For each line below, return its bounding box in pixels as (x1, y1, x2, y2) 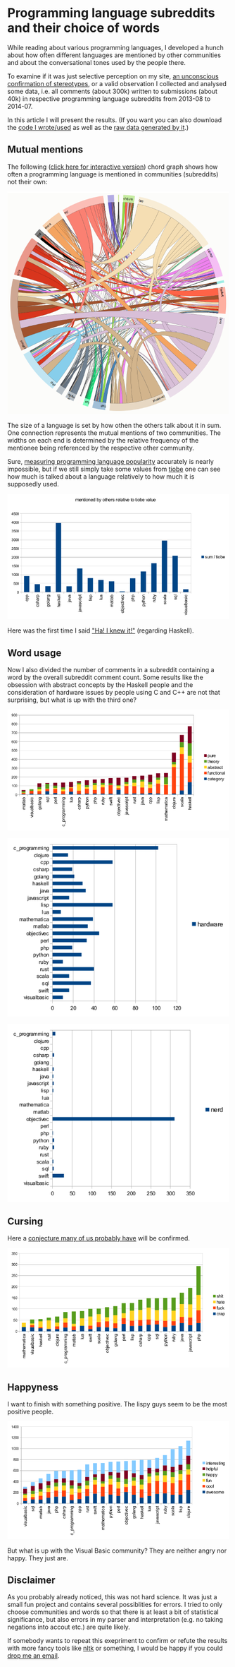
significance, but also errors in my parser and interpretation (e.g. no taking (7, 1615, 224, 1624)
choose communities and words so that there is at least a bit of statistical (7, 1608, 220, 1616)
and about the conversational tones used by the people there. (7, 58, 186, 66)
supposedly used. (7, 480, 60, 489)
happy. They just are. (7, 1553, 68, 1562)
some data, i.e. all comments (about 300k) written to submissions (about (7, 87, 218, 95)
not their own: (7, 177, 48, 186)
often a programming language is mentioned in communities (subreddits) (7, 169, 219, 178)
